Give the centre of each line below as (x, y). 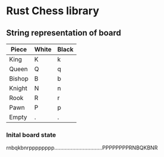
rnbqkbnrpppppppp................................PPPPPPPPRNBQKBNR (82, 148)
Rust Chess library (53, 11)
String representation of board (64, 33)
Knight (18, 88)
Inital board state (31, 134)
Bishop (19, 78)
